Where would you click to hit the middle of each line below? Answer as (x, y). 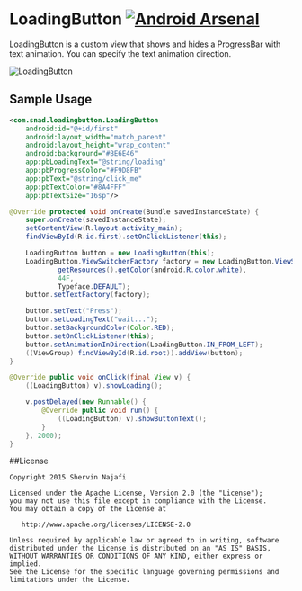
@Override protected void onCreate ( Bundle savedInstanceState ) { (134, 211)
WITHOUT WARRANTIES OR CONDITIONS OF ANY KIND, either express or (136, 556)
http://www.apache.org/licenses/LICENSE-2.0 (106, 525)
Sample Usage (51, 99)
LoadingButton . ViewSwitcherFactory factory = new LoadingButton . (151, 261)
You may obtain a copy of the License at (88, 509)
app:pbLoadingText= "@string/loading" (96, 162)
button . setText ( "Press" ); (74, 311)
